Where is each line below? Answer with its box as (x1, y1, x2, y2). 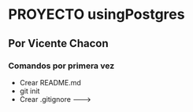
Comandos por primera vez (8, 60, 115, 71)
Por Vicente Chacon (8, 37, 109, 50)
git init (19, 86, 40, 96)
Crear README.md (19, 78, 81, 87)
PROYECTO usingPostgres (8, 5, 185, 23)
